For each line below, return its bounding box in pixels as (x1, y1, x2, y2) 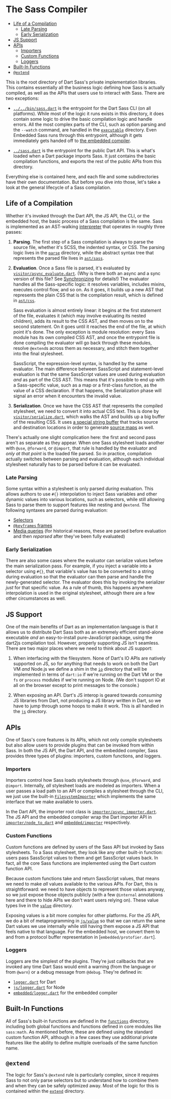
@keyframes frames (13, 523, 52, 529)
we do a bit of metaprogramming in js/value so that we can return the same (6, 918, 166, 924)
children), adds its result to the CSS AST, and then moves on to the (13, 318, 154, 324)
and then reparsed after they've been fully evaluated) (13, 533, 125, 539)
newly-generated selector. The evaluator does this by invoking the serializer (6, 579, 165, 585)
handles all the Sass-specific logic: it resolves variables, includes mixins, (13, 281, 166, 287)
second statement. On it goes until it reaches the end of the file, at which (13, 323, 166, 329)
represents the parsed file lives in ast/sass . (13, 255, 104, 261)
